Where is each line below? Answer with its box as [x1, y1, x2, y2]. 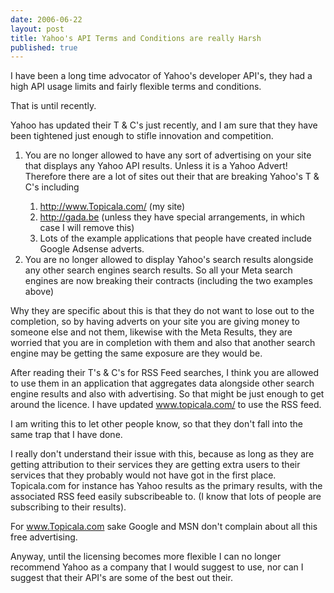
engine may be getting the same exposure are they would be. [10, 347, 263, 360]
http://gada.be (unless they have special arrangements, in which [39, 211, 306, 223]
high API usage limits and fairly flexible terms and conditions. [10, 81, 262, 93]
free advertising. [10, 531, 78, 543]
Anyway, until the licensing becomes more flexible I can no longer [10, 551, 282, 563]
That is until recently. [10, 100, 97, 112]
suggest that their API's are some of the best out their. [10, 572, 233, 584]
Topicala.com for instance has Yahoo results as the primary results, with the [10, 480, 323, 492]
